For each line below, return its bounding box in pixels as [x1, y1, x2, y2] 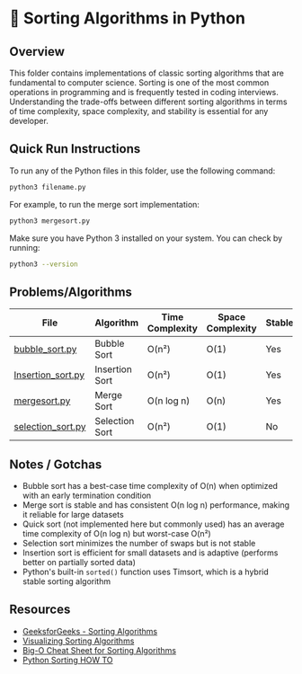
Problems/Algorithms [9, 284, 133, 299]
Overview [9, 44, 66, 59]
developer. [9, 116, 49, 126]
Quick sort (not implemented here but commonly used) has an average [22, 519, 285, 529]
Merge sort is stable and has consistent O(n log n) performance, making [22, 500, 290, 510]
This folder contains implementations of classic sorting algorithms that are [9, 67, 285, 78]
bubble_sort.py [13, 343, 77, 356]
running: [9, 242, 40, 253]
